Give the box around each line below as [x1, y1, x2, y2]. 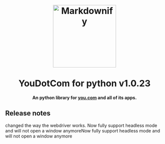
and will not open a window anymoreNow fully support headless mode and [5, 127, 160, 133]
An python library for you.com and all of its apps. [32, 94, 137, 100]
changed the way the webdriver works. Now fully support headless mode [5, 122, 157, 128]
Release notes [5, 109, 51, 117]
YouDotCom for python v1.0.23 [18, 78, 151, 89]
